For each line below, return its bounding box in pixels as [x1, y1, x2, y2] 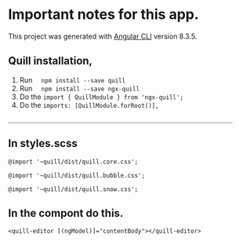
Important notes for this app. [8, 6, 200, 24]
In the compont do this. [8, 206, 124, 219]
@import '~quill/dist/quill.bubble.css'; [8, 171, 146, 179]
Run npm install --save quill [19, 75, 126, 84]
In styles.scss [8, 137, 78, 150]
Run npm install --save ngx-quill [19, 83, 140, 93]
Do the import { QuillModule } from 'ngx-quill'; [19, 92, 184, 101]
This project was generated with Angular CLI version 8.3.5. [8, 31, 197, 41]
